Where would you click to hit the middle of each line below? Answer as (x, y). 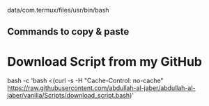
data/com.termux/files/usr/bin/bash (58, 10)
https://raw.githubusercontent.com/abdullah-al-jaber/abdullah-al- (102, 88)
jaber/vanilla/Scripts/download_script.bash (69, 96)
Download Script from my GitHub (104, 61)
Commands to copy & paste (68, 32)
